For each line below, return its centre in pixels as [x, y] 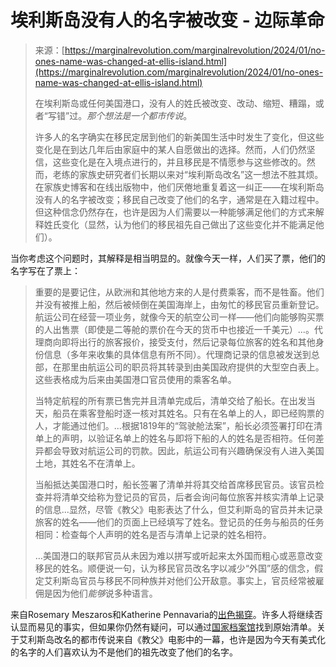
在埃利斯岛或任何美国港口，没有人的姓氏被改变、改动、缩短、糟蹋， [175, 103]
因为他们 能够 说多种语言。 [105, 593]
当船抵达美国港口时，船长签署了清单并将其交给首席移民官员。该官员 [175, 484]
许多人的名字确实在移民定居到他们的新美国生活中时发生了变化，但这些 [179, 137]
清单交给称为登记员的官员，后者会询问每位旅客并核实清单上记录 [193, 497]
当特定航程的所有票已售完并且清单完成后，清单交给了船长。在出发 [170, 400]
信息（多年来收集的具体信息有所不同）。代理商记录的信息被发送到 [177, 354]
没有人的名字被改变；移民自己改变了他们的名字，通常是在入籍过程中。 [179, 199]
